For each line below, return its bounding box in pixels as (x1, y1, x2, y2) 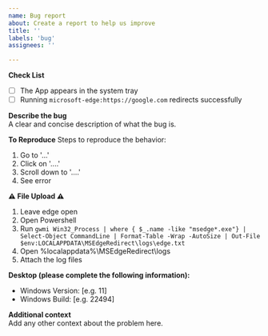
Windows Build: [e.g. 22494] (19, 294, 114, 304)
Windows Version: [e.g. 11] (19, 286, 107, 296)
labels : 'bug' (8, 34, 56, 42)
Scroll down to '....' (19, 167, 82, 177)
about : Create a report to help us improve (8, 19, 156, 27)
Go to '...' (19, 150, 50, 160)
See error (19, 176, 52, 186)
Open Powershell (19, 215, 77, 225)
